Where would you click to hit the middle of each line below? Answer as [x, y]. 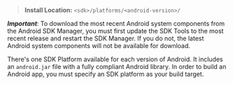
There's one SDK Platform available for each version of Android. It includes [115, 59]
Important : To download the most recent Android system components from [116, 23]
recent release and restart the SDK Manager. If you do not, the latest [106, 38]
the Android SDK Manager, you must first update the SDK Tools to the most [115, 31]
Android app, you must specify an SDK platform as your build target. [106, 74]
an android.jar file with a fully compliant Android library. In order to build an [117, 67]
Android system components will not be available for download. [99, 46]
